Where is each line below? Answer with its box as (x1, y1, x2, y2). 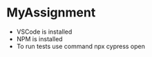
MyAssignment (6, 5, 96, 21)
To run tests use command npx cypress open (16, 42, 146, 50)
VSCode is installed (16, 27, 73, 36)
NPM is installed (16, 34, 63, 43)
